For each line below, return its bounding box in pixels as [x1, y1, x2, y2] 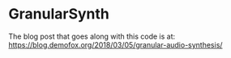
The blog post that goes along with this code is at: [8, 31, 176, 41]
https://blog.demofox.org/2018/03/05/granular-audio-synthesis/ [8, 39, 223, 49]
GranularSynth [8, 5, 109, 23]
